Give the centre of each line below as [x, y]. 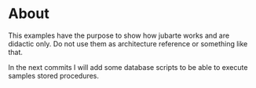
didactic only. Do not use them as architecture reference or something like [128, 43]
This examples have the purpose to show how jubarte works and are [119, 35]
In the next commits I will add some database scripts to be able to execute [128, 67]
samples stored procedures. [54, 75]
